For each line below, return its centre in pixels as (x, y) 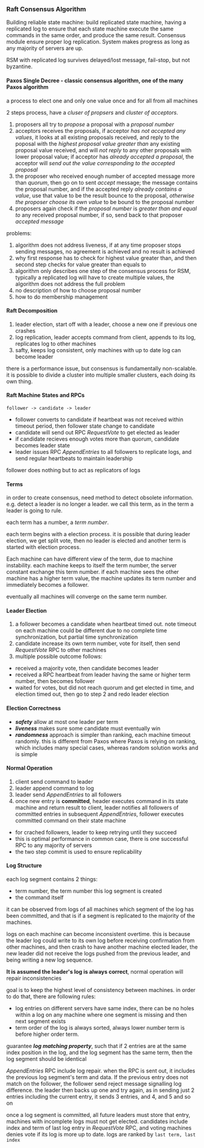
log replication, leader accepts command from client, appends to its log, (105, 337)
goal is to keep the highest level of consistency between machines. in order (101, 990)
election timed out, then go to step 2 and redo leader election (92, 694)
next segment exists (40, 1021)
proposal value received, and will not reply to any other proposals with (103, 150)
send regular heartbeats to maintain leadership (74, 458)
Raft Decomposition (32, 311)
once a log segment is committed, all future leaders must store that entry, (98, 1114)
